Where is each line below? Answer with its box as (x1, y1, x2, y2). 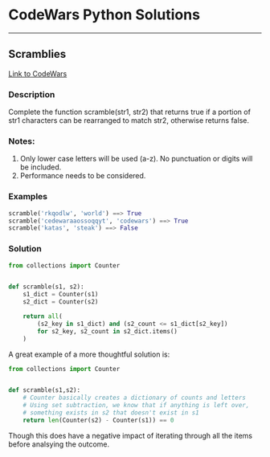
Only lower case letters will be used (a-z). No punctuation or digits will (19, 154, 253, 164)
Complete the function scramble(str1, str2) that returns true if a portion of (8, 107, 252, 117)
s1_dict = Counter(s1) (22, 291, 99, 299)
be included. (19, 162, 62, 172)
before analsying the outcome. (8, 439, 110, 449)
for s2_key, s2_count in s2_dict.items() (37, 327, 178, 335)
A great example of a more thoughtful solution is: (8, 349, 170, 359)
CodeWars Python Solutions (8, 6, 201, 24)
